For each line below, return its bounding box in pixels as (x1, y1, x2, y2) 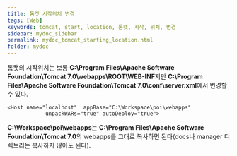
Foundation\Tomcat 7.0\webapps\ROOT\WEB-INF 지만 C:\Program (7, 72, 203, 80)
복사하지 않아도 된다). (31, 141, 91, 149)
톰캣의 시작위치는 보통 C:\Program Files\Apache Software (7, 64, 175, 71)
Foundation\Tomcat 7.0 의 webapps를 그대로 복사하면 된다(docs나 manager (7, 132, 223, 140)
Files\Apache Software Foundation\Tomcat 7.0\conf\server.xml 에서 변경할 (7, 81, 228, 89)
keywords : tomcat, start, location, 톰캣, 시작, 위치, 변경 (7, 23, 177, 30)
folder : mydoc (7, 43, 50, 50)
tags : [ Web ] (7, 17, 42, 24)
